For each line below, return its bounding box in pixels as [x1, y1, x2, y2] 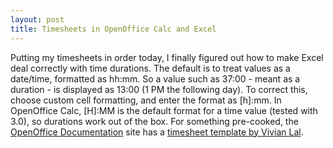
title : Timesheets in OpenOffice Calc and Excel [10, 24, 217, 34]
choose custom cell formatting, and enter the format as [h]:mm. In [10, 94, 282, 106]
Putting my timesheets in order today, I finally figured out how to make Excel [10, 51, 324, 63]
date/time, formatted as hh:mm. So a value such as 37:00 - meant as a [10, 72, 301, 85]
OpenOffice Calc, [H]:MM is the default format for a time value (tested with [10, 104, 318, 116]
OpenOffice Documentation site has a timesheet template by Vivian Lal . [10, 126, 304, 138]
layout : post [10, 14, 65, 25]
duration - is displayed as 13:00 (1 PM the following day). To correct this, [10, 83, 308, 95]
